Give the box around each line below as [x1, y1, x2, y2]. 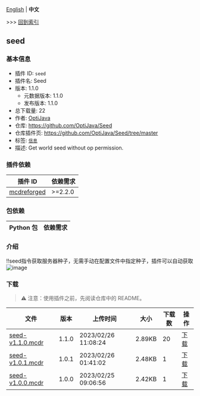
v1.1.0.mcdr [9, 338, 43, 347]
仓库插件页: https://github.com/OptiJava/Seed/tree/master [14, 129, 158, 136]
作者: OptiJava [14, 114, 51, 121]
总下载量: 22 [14, 107, 46, 114]
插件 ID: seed [14, 70, 46, 77]
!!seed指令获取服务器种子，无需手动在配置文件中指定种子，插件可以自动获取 [6, 257, 193, 264]
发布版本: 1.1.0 [23, 99, 58, 107]
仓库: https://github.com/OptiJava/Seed [14, 121, 112, 129]
